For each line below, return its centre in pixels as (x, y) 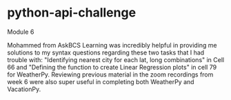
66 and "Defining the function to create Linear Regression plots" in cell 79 (112, 67)
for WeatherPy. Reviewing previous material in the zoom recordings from (110, 74)
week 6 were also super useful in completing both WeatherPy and (101, 81)
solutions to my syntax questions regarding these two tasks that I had (106, 52)
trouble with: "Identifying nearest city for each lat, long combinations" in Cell (116, 59)
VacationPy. (24, 89)
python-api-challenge (72, 13)
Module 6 (21, 32)
